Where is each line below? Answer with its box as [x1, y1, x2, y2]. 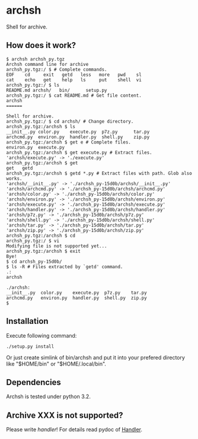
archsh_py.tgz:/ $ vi [6, 238, 60, 244]
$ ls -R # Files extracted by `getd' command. [6, 263, 123, 270]
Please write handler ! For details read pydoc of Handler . [6, 426, 143, 433]
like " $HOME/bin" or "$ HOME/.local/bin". [6, 360, 107, 367]
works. [6, 176, 23, 182]
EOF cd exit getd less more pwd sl [6, 72, 142, 78]
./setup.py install [6, 343, 55, 349]
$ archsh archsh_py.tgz [6, 56, 65, 62]
